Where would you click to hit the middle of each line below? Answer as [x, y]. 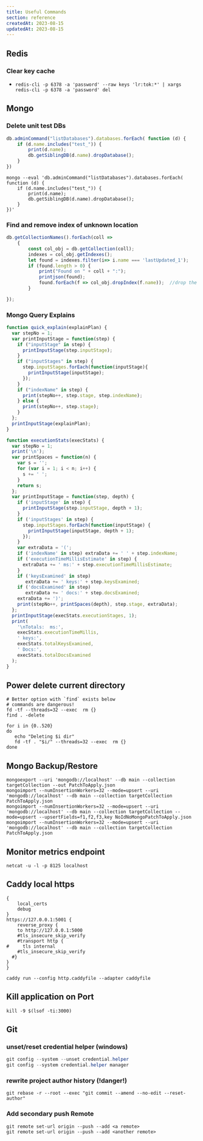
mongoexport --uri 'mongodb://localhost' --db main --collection [91, 780]
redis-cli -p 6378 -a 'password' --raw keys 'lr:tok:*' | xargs [98, 85]
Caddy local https [40, 885]
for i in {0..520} [29, 726]
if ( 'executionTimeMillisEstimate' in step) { [77, 559]
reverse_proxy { [38, 925]
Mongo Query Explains [41, 315]
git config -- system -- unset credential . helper [68, 1059]
